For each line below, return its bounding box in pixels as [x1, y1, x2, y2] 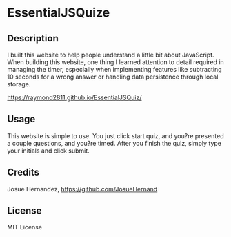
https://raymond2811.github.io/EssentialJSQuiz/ [7, 93, 142, 102]
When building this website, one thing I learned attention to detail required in [7, 58, 224, 66]
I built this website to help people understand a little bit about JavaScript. [7, 50, 215, 59]
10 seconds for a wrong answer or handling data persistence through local [7, 73, 219, 81]
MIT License [7, 223, 43, 231]
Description [7, 32, 59, 44]
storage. [7, 80, 31, 88]
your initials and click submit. [7, 146, 90, 155]
